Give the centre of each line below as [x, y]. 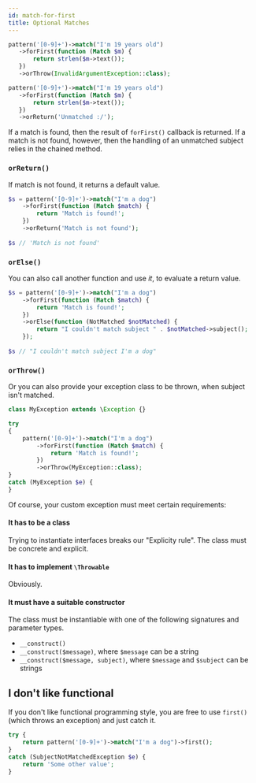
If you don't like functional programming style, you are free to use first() [128, 712]
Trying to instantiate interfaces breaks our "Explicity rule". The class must [127, 540]
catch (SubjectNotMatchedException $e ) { [77, 757]
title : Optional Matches [49, 23]
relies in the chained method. [55, 149]
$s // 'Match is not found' [54, 243]
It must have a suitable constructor [67, 602]
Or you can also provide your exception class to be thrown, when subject [127, 387]
